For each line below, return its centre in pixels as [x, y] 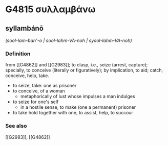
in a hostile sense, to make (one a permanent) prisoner [78, 107]
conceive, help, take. [27, 76]
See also [16, 126]
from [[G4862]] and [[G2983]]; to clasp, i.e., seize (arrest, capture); [77, 65]
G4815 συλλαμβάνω [50, 9]
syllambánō [24, 28]
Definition [18, 54]
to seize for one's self [36, 102]
